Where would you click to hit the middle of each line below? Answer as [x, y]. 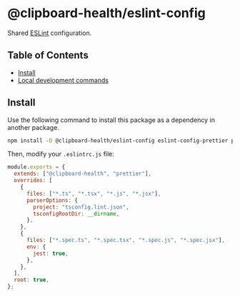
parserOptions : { [52, 200]
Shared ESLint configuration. [50, 33]
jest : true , [51, 253]
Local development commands [63, 80]
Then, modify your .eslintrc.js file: [61, 154]
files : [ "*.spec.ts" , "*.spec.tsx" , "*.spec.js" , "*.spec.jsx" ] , [125, 241]
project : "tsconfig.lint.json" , [81, 207]
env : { [36, 247]
